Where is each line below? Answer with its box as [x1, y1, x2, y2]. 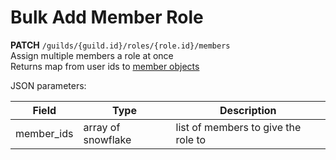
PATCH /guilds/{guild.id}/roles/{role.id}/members [10, 39, 231, 51]
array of [83, 120, 121, 134]
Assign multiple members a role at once [10, 49, 174, 61]
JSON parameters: [10, 79, 87, 91]
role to [175, 132, 207, 146]
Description [219, 103, 277, 117]
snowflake [83, 132, 132, 146]
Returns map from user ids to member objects [10, 60, 200, 72]
